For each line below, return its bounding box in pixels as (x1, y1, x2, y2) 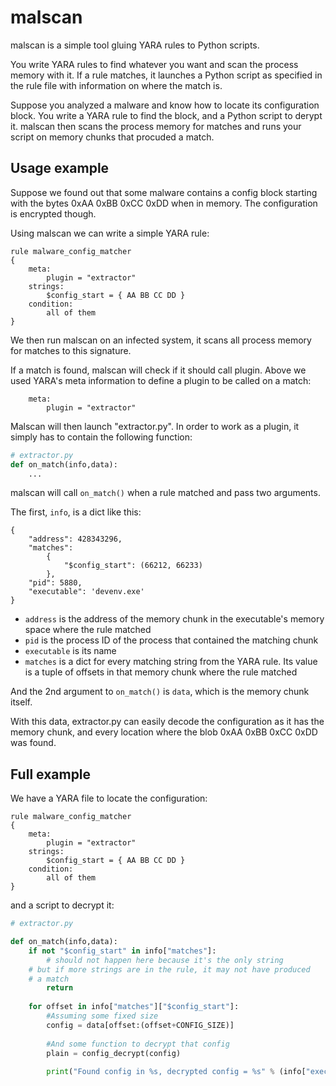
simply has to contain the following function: (10, 431, 193, 443)
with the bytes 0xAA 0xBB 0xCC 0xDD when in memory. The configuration (10, 197, 318, 209)
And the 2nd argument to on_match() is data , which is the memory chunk (10, 686, 310, 698)
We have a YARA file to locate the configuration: (10, 792, 208, 805)
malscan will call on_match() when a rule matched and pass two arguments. (10, 487, 321, 499)
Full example (10, 766, 92, 783)
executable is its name (24, 645, 117, 657)
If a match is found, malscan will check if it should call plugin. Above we (10, 364, 307, 376)
